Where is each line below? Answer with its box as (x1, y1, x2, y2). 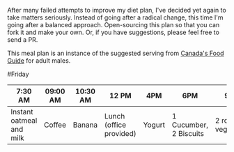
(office (104, 120, 127, 130)
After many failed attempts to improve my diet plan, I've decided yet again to (7, 6, 226, 14)
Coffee (44, 120, 67, 130)
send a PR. (7, 36, 38, 44)
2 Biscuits (171, 129, 204, 138)
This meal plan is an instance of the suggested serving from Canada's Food (7, 49, 224, 57)
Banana (72, 120, 98, 130)
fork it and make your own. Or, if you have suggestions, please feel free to (7, 28, 219, 36)
